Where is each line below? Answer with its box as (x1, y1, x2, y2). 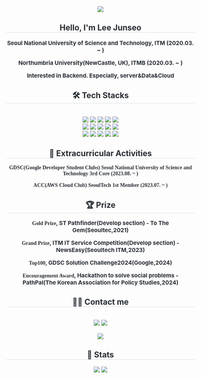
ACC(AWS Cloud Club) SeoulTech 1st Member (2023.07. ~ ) (33, 182, 168, 189)
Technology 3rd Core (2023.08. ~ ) (62, 171, 139, 177)
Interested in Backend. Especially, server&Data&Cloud (26, 71, 175, 80)
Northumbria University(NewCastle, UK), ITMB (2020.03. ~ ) (18, 59, 183, 66)
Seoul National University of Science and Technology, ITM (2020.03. (7, 39, 194, 47)
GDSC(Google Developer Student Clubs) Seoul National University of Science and (8, 165, 193, 171)
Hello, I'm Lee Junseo (59, 23, 142, 33)
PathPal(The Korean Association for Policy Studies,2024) (22, 278, 179, 287)
